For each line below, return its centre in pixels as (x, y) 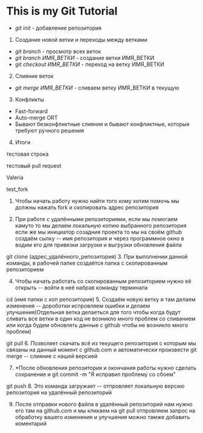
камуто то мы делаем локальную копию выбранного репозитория (101, 225)
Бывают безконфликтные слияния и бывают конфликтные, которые (102, 124)
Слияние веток (34, 76)
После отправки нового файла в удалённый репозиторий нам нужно (104, 404)
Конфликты (29, 99)
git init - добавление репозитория (58, 28)
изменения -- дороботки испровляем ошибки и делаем (78, 306)
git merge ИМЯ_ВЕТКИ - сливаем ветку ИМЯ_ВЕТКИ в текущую (97, 88)
